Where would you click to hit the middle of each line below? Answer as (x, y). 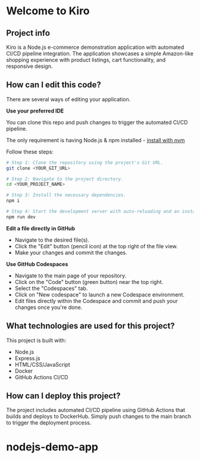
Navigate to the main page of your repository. (71, 276)
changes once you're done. (49, 307)
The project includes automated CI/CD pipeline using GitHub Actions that (96, 410)
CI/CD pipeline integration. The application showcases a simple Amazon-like (100, 54)
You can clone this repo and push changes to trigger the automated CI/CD (97, 122)
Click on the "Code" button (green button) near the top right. (89, 282)
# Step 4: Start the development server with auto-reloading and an (93, 212)
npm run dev (21, 217)
